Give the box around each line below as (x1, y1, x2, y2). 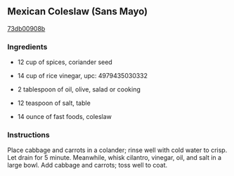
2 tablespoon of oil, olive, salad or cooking (17, 85, 141, 94)
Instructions (7, 130, 51, 140)
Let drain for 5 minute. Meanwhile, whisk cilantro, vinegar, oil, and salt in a (7, 153, 222, 162)
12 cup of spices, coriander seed (17, 58, 112, 66)
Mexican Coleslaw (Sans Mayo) (7, 6, 148, 18)
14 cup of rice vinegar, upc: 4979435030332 (17, 72, 148, 80)
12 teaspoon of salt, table (17, 99, 91, 108)
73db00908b (7, 24, 46, 32)
